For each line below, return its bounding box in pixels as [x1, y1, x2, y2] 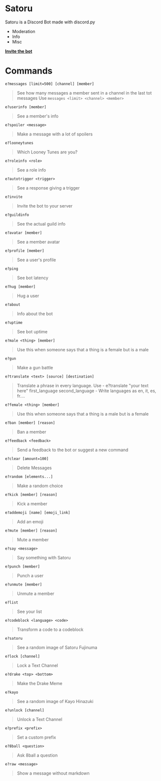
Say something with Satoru [16, 554, 71, 560]
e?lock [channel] [5, 654, 40, 659]
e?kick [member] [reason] [5, 492, 57, 497]
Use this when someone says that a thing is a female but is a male [16, 346, 149, 352]
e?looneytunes [5, 140, 34, 145]
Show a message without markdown [16, 770, 90, 776]
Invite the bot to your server [16, 203, 73, 209]
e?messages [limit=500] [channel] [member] [5, 81, 95, 86]
